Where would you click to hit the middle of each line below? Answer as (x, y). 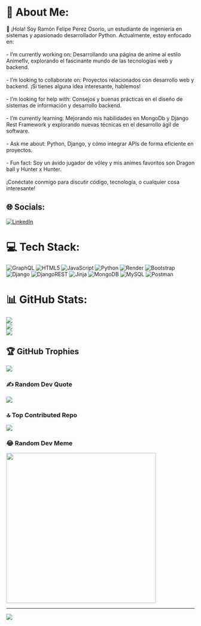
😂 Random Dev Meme (39, 443)
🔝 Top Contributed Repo (42, 415)
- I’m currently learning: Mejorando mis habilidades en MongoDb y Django (98, 118)
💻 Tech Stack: (43, 247)
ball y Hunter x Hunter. (34, 169)
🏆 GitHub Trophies (43, 351)
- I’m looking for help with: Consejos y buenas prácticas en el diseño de (95, 99)
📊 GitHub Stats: (47, 299)
